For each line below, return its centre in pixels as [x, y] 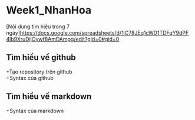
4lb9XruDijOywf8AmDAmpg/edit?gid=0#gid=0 [63, 39]
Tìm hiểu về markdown [49, 97]
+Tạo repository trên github [39, 72]
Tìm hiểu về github [41, 57]
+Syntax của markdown [35, 111]
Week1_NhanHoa [49, 10]
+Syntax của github [30, 78]
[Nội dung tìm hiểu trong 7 [38, 26]
